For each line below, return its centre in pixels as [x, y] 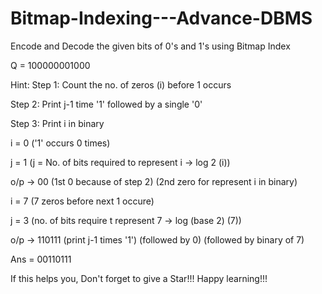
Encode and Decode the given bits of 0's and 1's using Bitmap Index [150, 46]
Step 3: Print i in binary [57, 123]
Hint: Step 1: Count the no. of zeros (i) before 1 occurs [121, 84]
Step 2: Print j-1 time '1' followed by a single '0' [106, 104]
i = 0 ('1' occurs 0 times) [60, 143]
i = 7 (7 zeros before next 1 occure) [82, 201]
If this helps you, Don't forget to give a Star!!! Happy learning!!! [139, 278]
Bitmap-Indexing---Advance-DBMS [161, 18]
